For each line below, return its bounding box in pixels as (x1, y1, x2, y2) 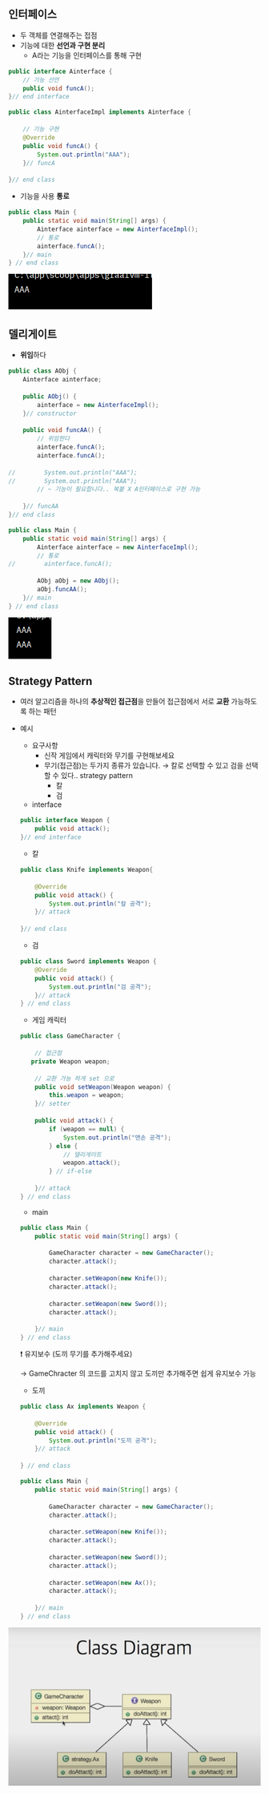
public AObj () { (22, 392, 78, 401)
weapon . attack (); (62, 1159, 122, 1167)
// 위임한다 (37, 435, 70, 443)
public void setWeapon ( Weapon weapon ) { (34, 1082, 171, 1091)
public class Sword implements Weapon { (19, 957, 157, 966)
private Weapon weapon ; (30, 1057, 110, 1066)
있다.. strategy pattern (61, 771, 134, 780)
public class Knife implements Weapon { (19, 866, 154, 874)
